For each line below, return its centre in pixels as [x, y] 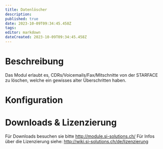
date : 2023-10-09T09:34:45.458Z [38, 23]
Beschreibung [34, 61]
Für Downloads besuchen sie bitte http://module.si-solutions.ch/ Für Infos [80, 136]
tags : [11, 28]
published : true [22, 19]
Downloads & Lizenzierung [61, 123]
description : [18, 14]
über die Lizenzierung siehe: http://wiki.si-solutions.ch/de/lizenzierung [77, 141]
